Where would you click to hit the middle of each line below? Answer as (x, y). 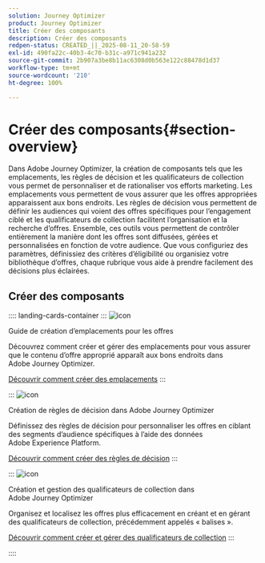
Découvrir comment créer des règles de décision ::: (93, 459)
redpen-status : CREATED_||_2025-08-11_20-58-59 (89, 46)
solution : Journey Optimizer (57, 16)
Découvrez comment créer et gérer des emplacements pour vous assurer (130, 346)
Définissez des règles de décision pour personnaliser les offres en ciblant (130, 426)
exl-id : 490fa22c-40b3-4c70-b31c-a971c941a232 (87, 53)
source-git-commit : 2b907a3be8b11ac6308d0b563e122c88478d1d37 (114, 61)
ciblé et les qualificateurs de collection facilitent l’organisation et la (118, 220)
